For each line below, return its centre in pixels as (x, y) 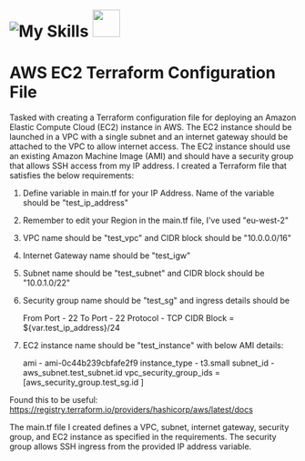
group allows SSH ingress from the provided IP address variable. (131, 446)
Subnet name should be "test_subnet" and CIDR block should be (143, 274)
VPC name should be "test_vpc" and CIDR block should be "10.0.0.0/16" (157, 238)
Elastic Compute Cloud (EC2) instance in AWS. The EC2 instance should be (151, 127)
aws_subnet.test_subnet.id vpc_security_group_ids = (122, 373)
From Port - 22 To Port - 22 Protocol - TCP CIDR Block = (128, 318)
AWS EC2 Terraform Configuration (142, 73)
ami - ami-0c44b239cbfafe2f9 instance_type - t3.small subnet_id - (148, 363)
